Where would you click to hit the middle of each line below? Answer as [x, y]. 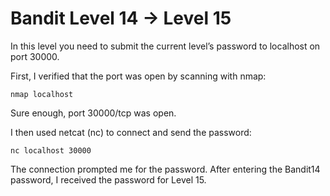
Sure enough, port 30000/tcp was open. [93, 113]
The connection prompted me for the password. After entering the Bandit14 [165, 169]
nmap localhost [42, 94]
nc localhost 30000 [51, 150]
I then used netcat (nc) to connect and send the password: [131, 132]
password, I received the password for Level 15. [108, 179]
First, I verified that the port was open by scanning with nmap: [138, 76]
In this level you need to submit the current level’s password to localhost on [165, 46]
